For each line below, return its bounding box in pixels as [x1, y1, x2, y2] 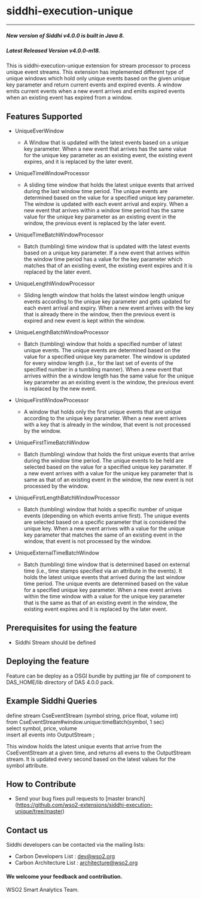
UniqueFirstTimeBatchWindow [14, 439, 90, 446]
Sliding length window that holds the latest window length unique [23, 292, 184, 299]
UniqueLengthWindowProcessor [14, 280, 95, 287]
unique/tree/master [14, 808, 63, 815]
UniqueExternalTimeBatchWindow [14, 549, 100, 556]
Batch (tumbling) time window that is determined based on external [23, 561, 190, 568]
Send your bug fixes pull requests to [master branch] [14, 795, 145, 802]
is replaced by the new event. [23, 385, 97, 392]
